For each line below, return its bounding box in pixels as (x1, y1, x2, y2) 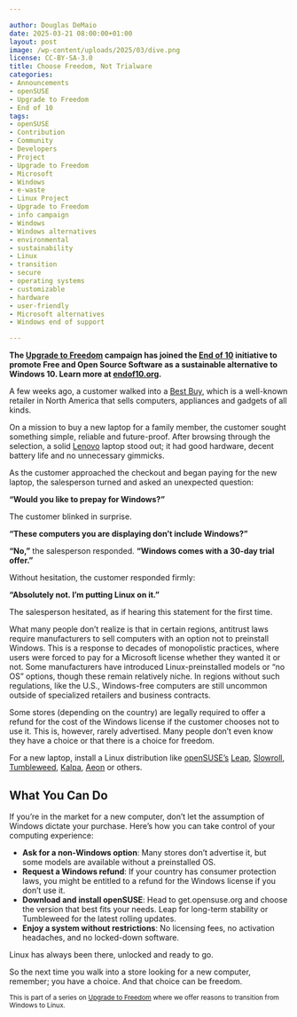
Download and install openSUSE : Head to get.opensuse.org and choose (21, 894, 288, 905)
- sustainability (9, 243, 74, 253)
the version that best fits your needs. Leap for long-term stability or (21, 903, 269, 914)
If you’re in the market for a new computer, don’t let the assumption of (9, 811, 265, 822)
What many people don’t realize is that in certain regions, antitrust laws (9, 624, 269, 635)
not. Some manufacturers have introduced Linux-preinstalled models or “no (9, 662, 285, 673)
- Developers (9, 145, 58, 154)
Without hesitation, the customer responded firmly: (9, 572, 196, 583)
